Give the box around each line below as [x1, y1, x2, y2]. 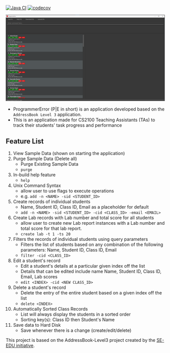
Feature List [6, 137, 44, 145]
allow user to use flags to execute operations [20, 187, 114, 194]
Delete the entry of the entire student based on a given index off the [20, 289, 162, 295]
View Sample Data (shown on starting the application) [13, 150, 125, 156]
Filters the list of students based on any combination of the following [20, 241, 163, 247]
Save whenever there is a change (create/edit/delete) [20, 327, 132, 333]
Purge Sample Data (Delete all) [13, 156, 77, 162]
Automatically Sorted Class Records [13, 306, 88, 312]
